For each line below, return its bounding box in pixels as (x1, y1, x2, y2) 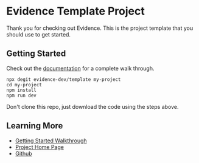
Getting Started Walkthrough (15, 137, 87, 144)
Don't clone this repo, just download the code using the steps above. (6, 103, 179, 110)
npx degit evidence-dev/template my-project (6, 76, 121, 83)
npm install (6, 87, 37, 93)
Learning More (6, 120, 63, 131)
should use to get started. (6, 30, 71, 38)
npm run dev (6, 92, 37, 99)
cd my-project (6, 81, 43, 88)
